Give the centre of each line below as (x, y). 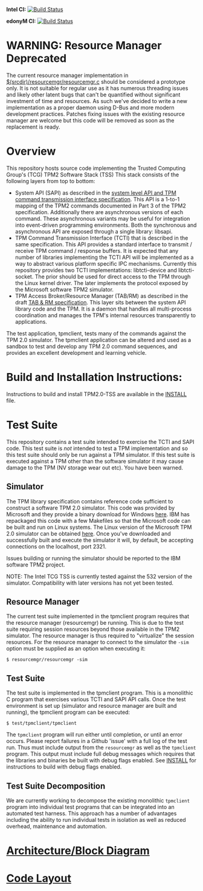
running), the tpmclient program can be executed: (68, 712)
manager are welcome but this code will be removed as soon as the (90, 120)
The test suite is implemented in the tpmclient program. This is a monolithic (100, 693)
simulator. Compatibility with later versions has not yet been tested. (90, 583)
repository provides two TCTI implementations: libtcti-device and (96, 270)
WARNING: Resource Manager (84, 46)
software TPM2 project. (36, 565)
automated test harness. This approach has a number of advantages (92, 813)
